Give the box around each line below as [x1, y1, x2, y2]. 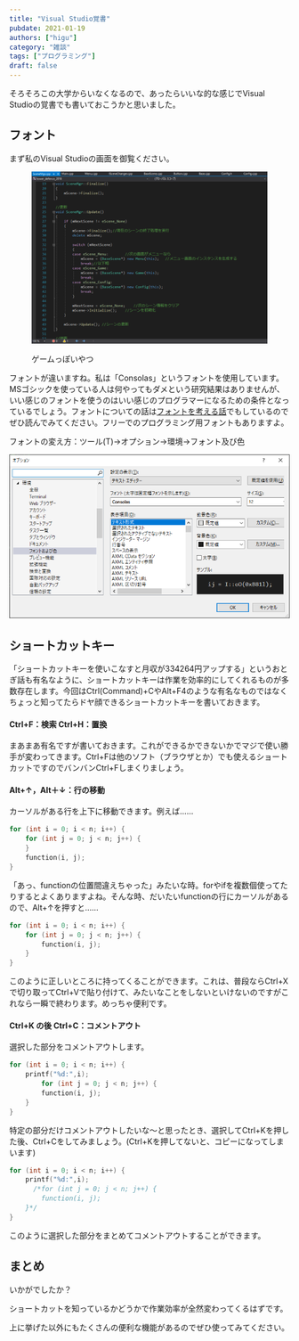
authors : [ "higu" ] [9, 33, 77, 42]
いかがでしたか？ [9, 1284, 72, 1295]
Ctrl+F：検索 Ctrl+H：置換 [9, 718, 108, 730]
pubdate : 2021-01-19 [9, 23, 86, 33]
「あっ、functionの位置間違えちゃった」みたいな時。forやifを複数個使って [9, 879, 280, 890]
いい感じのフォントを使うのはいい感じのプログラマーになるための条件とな [9, 395, 282, 405]
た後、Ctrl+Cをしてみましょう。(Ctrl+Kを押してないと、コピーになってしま [9, 1136, 285, 1147]
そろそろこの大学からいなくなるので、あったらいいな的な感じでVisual [9, 88, 265, 98]
